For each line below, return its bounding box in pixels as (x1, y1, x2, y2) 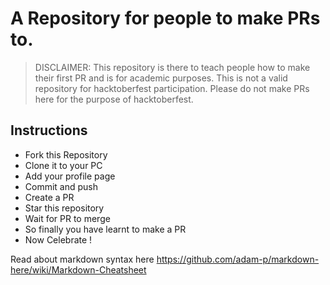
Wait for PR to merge (24, 212, 111, 224)
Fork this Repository (24, 148, 108, 161)
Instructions (10, 122, 88, 139)
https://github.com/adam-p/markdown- (156, 253, 320, 265)
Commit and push (24, 180, 99, 192)
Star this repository (24, 202, 105, 214)
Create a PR (24, 191, 75, 203)
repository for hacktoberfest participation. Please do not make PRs (34, 82, 310, 94)
